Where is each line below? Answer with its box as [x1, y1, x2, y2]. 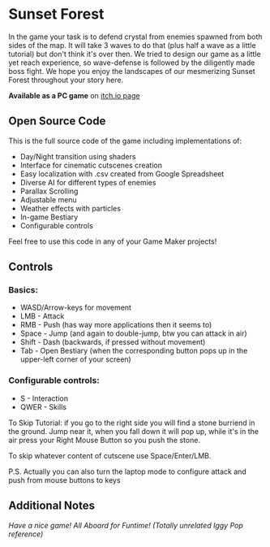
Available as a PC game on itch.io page [8, 90, 140, 100]
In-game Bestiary [19, 212, 79, 222]
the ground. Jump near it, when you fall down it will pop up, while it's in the [8, 426, 259, 436]
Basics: [8, 284, 39, 296]
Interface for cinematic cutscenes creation [19, 160, 162, 170]
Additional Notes [8, 499, 96, 513]
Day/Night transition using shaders [19, 151, 136, 161]
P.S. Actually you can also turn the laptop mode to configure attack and [8, 467, 247, 476]
